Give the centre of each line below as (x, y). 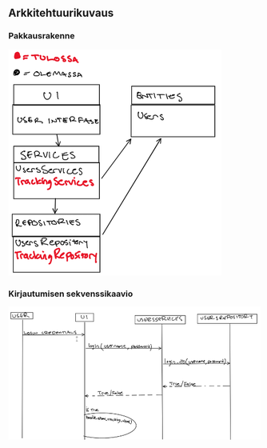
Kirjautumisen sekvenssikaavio (71, 294)
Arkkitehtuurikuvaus (61, 13)
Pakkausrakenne (42, 36)
